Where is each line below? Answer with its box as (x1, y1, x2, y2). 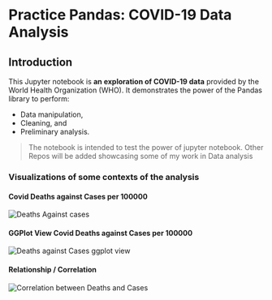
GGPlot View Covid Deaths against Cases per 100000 (8, 228, 193, 238)
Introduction (8, 55, 73, 69)
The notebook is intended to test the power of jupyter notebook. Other (28, 143, 264, 152)
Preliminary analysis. (19, 127, 90, 136)
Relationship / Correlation (8, 264, 97, 274)
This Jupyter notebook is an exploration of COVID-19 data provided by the (8, 77, 260, 86)
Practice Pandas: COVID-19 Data (8, 6, 232, 24)
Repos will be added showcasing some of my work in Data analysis (28, 152, 253, 161)
